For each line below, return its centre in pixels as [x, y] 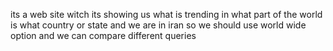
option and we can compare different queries [103, 35]
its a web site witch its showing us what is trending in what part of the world [166, 14]
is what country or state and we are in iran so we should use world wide [158, 25]
